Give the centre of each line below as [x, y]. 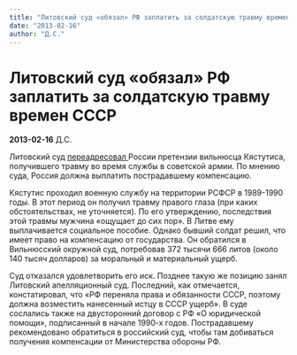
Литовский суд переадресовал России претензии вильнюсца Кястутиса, [147, 157]
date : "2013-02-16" [45, 26]
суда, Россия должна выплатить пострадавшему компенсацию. [130, 176]
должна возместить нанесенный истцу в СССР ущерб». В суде [129, 304]
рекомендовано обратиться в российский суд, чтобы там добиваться [141, 332]
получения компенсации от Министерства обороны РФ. [115, 342]
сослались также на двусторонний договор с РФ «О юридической [135, 313]
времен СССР [63, 115]
